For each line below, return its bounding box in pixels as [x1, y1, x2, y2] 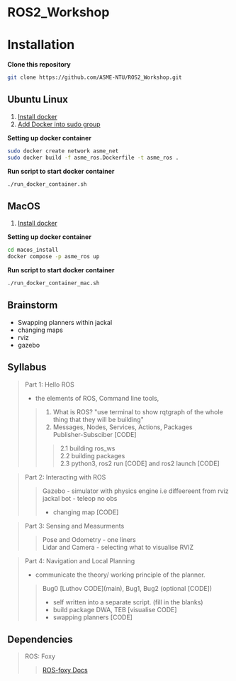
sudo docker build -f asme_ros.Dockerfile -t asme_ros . [7, 154, 179, 161]
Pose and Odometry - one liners [42, 535, 136, 543]
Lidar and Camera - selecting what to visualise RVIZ [42, 543, 193, 551]
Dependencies [7, 633, 73, 646]
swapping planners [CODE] [52, 613, 133, 621]
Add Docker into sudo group [17, 120, 101, 128]
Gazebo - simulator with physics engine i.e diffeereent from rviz [42, 487, 229, 495]
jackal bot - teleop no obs [42, 494, 118, 502]
